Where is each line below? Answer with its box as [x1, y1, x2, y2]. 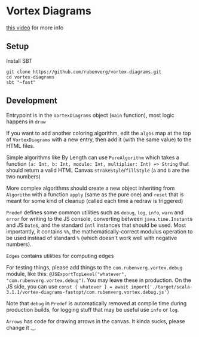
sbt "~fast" [6, 79, 36, 85]
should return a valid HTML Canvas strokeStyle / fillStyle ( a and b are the [6, 166, 190, 174]
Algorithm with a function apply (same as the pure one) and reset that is [6, 190, 184, 198]
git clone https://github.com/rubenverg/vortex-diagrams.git [6, 69, 162, 75]
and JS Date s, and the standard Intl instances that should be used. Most [6, 221, 186, 229]
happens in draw [6, 118, 46, 125]
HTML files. [6, 142, 35, 149]
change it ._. [6, 324, 36, 331]
